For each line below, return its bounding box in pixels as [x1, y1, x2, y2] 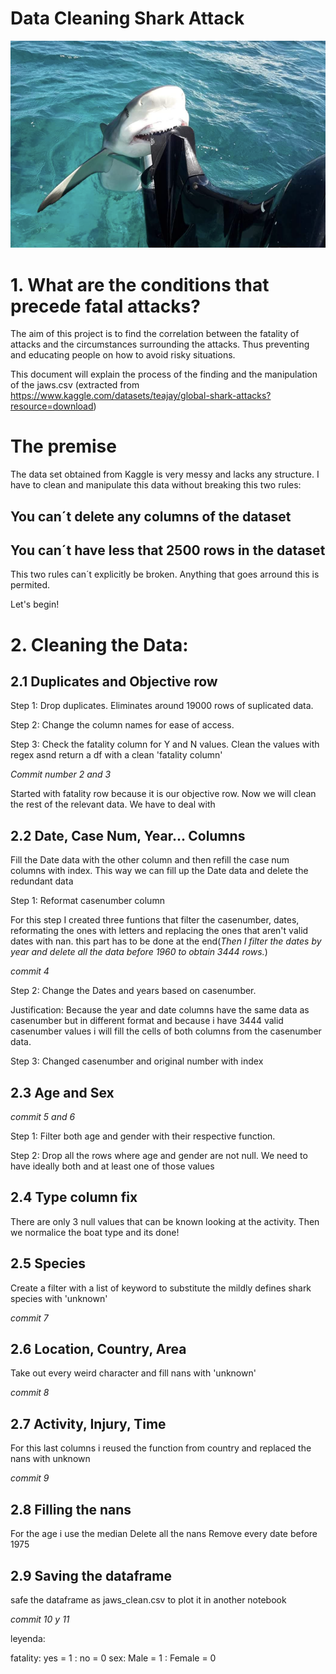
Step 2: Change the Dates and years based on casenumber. [10, 985, 257, 997]
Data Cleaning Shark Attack [10, 7, 245, 30]
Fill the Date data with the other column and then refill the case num [10, 854, 290, 866]
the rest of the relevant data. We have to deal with [10, 798, 216, 811]
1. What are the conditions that [10, 273, 270, 296]
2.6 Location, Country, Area [10, 1341, 187, 1358]
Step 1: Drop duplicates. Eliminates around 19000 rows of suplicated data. [10, 700, 314, 712]
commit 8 [10, 1387, 50, 1399]
